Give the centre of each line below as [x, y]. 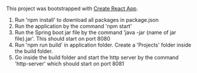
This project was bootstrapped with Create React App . [72, 9]
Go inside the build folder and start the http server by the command [96, 57]
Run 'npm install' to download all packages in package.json [87, 20]
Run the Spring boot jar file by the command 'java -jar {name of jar [95, 32]
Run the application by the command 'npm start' [73, 26]
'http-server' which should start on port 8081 [69, 64]
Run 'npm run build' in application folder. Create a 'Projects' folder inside [103, 45]
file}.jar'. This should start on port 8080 [63, 39]
